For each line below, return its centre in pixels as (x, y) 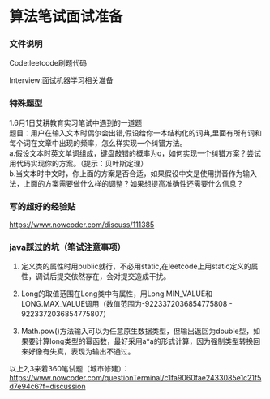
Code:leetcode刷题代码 (48, 63)
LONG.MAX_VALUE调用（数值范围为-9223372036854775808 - (127, 304)
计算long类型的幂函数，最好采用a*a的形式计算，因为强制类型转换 (144, 341)
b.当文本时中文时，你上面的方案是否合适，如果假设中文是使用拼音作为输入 (133, 173)
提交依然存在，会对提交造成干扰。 (114, 277)
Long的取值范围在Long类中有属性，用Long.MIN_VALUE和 (117, 294)
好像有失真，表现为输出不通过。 (81, 352)
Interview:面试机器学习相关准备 (61, 80)
